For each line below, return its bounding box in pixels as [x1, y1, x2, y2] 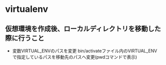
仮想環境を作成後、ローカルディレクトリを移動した [5, 24, 161, 33]
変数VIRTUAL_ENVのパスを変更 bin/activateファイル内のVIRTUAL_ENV [12, 48, 158, 54]
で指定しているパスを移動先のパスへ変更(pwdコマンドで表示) [12, 54, 137, 60]
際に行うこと [5, 34, 45, 42]
